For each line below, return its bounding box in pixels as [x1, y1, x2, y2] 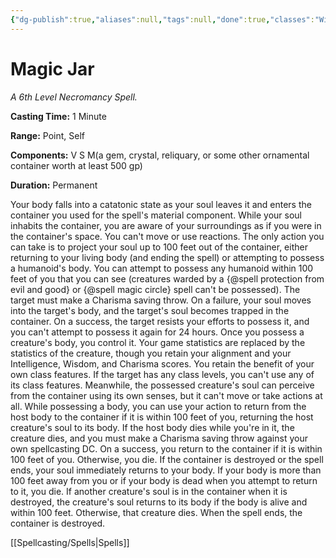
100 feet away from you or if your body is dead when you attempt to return [10, 474, 318, 486]
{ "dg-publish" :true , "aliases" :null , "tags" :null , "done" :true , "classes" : [10, 14, 315, 25]
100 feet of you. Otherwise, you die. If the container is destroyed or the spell [10, 453, 324, 465]
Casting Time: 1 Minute [10, 110, 107, 122]
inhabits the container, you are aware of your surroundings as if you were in [10, 219, 322, 231]
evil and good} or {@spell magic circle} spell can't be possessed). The [10, 283, 301, 295]
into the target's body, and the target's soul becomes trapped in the [10, 304, 290, 316]
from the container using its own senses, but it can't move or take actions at [10, 389, 323, 401]
